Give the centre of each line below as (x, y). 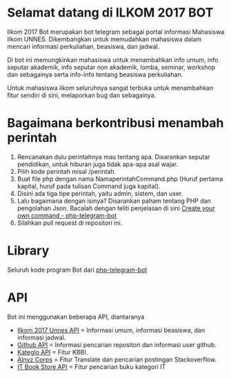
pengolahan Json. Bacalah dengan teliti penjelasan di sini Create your (116, 208)
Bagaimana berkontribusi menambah (115, 123)
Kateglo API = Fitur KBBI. (52, 352)
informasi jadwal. (41, 337)
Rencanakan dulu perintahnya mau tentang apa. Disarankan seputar (113, 157)
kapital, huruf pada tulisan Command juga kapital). (89, 186)
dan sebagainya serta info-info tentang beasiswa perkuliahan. (95, 74)
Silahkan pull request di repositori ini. (70, 223)
